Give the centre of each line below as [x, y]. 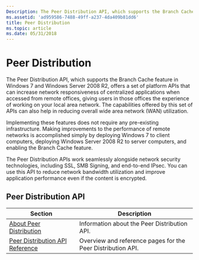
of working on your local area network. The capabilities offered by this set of [99, 105]
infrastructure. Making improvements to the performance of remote [88, 129]
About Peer [25, 223]
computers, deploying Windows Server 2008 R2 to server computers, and [96, 142]
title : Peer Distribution [38, 23]
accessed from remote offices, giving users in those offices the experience [98, 99]
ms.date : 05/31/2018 [32, 34]
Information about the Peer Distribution [133, 223]
